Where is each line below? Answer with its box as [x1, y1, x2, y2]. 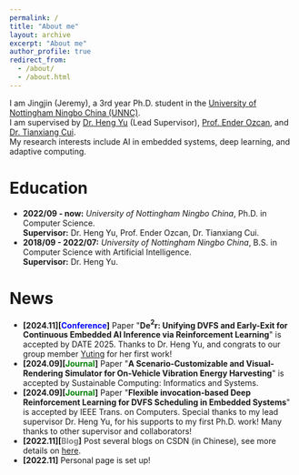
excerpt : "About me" [9, 38, 88, 48]
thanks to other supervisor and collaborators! [22, 426, 193, 437]
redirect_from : [9, 56, 67, 65]
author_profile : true [9, 47, 92, 56]
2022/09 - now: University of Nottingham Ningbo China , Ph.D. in [22, 207, 267, 218]
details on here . [22, 445, 82, 456]
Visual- [245, 359, 274, 369]
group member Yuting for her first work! [22, 349, 173, 359]
